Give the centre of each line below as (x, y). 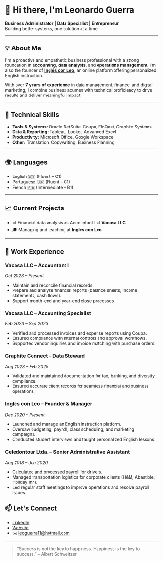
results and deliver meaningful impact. (43, 95)
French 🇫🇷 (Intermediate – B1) (43, 187)
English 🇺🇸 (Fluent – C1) (37, 176)
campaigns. (24, 434)
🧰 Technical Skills (32, 115)
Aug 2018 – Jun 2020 (26, 463)
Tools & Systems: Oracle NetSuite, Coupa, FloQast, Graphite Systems (82, 127)
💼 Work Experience (34, 251)
